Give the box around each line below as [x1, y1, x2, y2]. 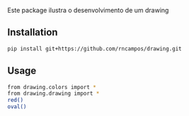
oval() [7, 103, 27, 110]
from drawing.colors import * [7, 83, 97, 91]
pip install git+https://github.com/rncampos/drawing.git [7, 45, 182, 52]
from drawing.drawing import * [7, 90, 100, 98]
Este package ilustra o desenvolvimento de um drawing [7, 6, 169, 14]
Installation [7, 26, 58, 38]
